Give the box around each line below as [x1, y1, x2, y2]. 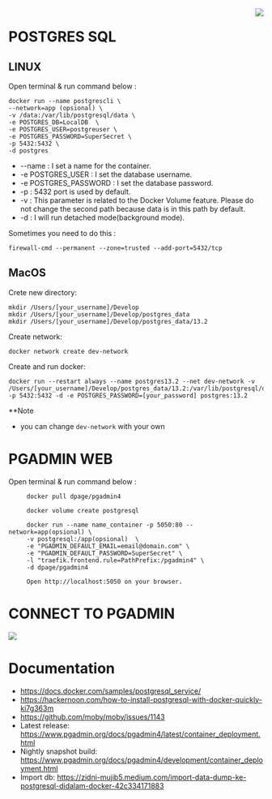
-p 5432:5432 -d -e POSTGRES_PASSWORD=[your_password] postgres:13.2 [8, 391, 249, 400]
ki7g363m [19, 703, 54, 713]
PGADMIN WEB [8, 450, 113, 468]
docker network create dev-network [8, 347, 129, 355]
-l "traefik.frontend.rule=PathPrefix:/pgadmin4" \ [26, 556, 205, 565]
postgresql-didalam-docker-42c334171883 [19, 780, 164, 790]
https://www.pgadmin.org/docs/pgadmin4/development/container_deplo [19, 754, 263, 765]
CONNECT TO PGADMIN [8, 604, 176, 623]
